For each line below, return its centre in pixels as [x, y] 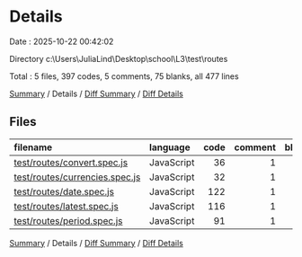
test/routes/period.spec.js [68, 220]
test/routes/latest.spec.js [66, 206]
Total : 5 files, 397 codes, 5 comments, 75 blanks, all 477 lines [124, 76]
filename [33, 147]
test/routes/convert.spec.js [71, 162]
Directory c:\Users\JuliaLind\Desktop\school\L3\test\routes [119, 58]
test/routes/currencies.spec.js [77, 177]
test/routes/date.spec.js [64, 191]
